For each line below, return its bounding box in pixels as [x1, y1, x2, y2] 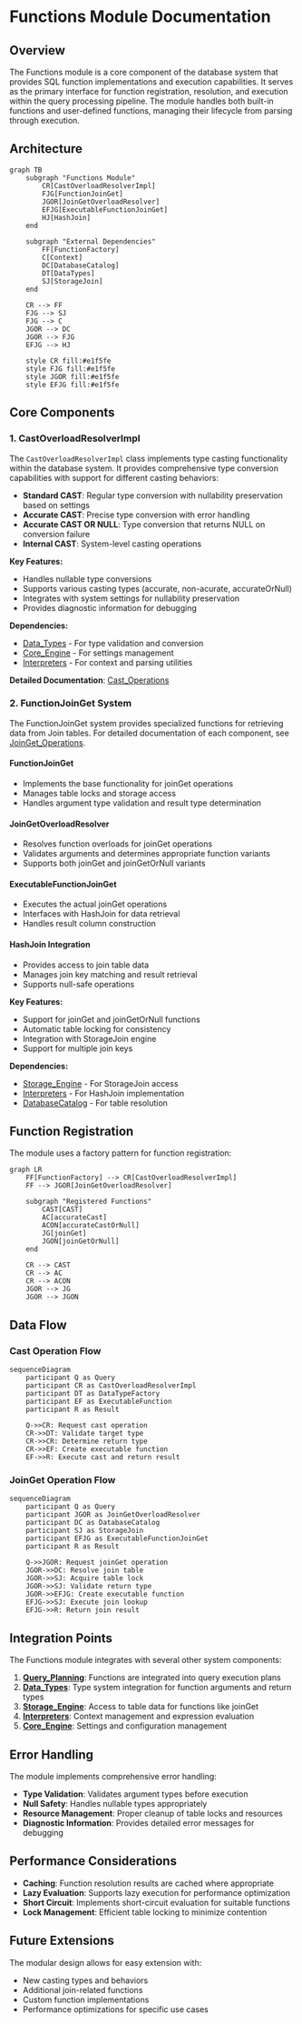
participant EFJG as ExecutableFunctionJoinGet [25, 1534, 209, 1543]
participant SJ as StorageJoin [25, 1526, 144, 1536]
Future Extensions [9, 1933, 115, 1949]
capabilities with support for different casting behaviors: [9, 472, 219, 483]
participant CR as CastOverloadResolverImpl [25, 1381, 197, 1390]
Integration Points [9, 1630, 113, 1646]
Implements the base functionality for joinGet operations [22, 778, 234, 788]
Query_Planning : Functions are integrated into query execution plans [22, 1672, 281, 1683]
